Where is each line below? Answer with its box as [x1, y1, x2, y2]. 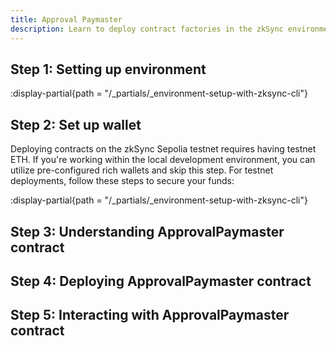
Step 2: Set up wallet [10, 116, 142, 133]
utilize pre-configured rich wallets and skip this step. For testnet [10, 164, 274, 176]
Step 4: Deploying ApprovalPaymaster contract [10, 272, 312, 290]
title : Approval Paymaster [10, 14, 123, 25]
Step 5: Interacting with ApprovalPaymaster [10, 307, 290, 324]
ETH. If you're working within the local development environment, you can [10, 154, 316, 166]
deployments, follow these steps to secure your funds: [10, 175, 235, 187]
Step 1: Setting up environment [10, 61, 207, 78]
